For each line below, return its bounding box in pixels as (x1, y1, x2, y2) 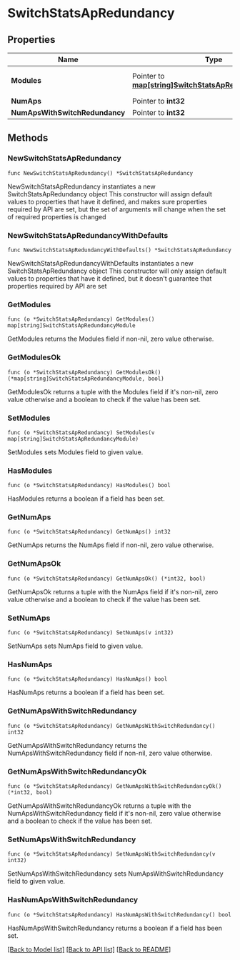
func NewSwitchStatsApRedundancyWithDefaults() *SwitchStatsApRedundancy (7, 246, 232, 254)
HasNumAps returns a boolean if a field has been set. (7, 688, 166, 697)
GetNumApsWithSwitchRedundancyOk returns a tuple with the (7, 801, 191, 810)
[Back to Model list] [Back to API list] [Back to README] (7, 945, 171, 954)
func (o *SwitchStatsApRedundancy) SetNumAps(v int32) (7, 629, 174, 636)
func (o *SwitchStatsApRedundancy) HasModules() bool (7, 482, 171, 489)
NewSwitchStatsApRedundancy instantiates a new (7, 182, 156, 191)
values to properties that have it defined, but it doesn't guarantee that (7, 274, 212, 283)
